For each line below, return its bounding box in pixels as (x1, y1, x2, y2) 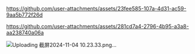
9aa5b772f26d (6, 11, 43, 18)
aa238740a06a (6, 29, 44, 36)
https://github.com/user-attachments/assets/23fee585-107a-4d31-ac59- (6, 5, 187, 12)
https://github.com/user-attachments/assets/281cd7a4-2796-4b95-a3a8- (6, 23, 189, 30)
